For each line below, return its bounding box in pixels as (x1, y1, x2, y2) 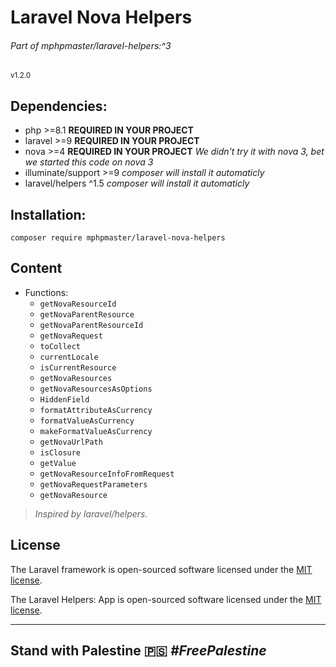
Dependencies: (10, 97, 108, 115)
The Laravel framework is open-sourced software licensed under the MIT (10, 563, 313, 575)
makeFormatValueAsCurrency (39, 426, 153, 436)
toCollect (39, 341, 82, 351)
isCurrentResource (39, 362, 117, 373)
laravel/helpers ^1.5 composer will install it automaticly (24, 177, 250, 190)
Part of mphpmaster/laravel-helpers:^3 (10, 39, 172, 51)
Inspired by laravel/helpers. (34, 507, 148, 520)
